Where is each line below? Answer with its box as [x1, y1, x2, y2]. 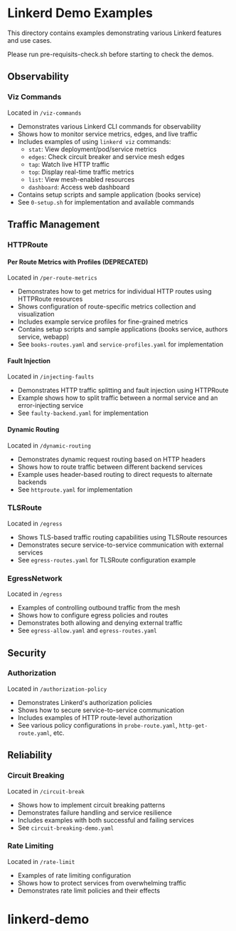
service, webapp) [17, 333, 70, 341]
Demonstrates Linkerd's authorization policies [17, 698, 153, 706]
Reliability [7, 749, 53, 761]
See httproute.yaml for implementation [17, 485, 133, 493]
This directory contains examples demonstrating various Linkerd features [7, 29, 222, 37]
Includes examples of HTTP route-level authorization [17, 713, 173, 721]
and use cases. [7, 36, 52, 44]
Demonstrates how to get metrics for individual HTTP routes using [17, 287, 212, 296]
